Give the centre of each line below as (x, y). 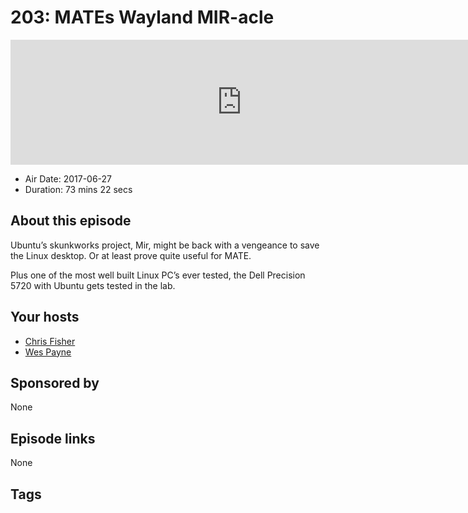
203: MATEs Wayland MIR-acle (142, 17)
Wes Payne (48, 352)
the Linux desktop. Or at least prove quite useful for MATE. (131, 255)
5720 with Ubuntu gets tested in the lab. (93, 285)
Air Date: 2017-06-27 (68, 178)
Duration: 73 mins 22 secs (78, 189)
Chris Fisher (50, 341)
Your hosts (45, 317)
